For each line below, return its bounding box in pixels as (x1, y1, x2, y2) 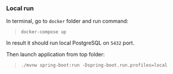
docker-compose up (20, 29, 67, 35)
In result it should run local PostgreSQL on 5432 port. (6, 40, 135, 47)
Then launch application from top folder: (6, 51, 105, 58)
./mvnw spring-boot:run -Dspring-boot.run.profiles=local (20, 62, 168, 69)
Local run (6, 4, 34, 12)
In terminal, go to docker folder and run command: (6, 18, 129, 25)
